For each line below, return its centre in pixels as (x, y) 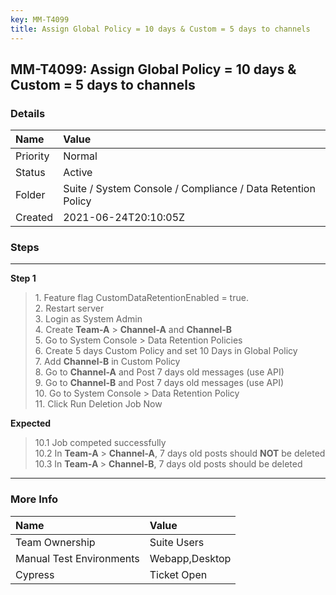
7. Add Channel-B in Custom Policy (107, 362)
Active (78, 173)
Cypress (35, 574)
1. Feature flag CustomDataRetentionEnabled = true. (141, 298)
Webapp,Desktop (190, 558)
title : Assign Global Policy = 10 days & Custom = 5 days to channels (160, 29)
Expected (31, 423)
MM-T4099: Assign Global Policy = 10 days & (153, 69)
